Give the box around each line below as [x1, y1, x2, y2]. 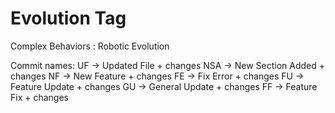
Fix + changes [10, 91, 69, 103]
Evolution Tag [10, 7, 127, 30]
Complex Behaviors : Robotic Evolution [10, 40, 170, 52]
